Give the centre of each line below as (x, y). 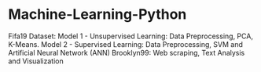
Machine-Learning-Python (97, 14)
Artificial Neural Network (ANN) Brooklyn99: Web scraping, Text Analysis (127, 52)
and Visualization (36, 61)
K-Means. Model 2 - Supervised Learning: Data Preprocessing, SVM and (126, 44)
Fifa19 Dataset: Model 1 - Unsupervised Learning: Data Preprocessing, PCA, (131, 36)
